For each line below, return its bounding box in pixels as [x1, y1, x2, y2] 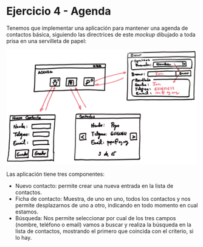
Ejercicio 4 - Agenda [6, 4, 111, 18]
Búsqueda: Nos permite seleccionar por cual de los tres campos [15, 215, 176, 222]
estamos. [15, 208, 38, 215]
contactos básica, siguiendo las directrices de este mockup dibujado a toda [6, 30, 196, 38]
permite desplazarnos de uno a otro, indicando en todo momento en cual [15, 202, 198, 209]
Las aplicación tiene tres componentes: [6, 170, 105, 178]
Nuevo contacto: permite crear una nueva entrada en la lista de [15, 183, 174, 190]
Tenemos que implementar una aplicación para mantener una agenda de [6, 24, 188, 32]
